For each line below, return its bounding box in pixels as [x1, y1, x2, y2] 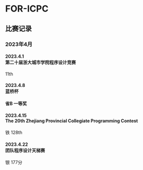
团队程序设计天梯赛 [5, 147, 45, 153]
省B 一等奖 [5, 100, 27, 106]
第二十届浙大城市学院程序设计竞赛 [5, 59, 76, 65]
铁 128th [5, 129, 23, 136]
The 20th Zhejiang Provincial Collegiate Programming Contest [5, 118, 138, 124]
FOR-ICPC [5, 3, 49, 15]
